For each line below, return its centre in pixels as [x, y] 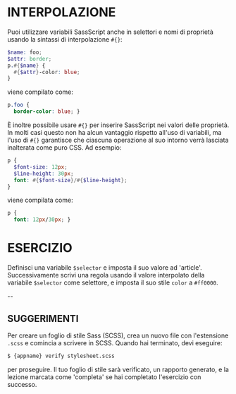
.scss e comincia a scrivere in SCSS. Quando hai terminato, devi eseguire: [115, 342]
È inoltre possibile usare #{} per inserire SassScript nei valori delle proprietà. [118, 125]
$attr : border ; [30, 59]
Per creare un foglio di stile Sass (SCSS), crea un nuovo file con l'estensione [118, 335]
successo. [22, 384]
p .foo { [19, 105]
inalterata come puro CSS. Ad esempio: [64, 148]
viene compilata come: [40, 200]
